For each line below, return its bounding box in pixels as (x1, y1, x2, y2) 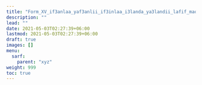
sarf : (11, 53, 26, 59)
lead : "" (6, 20, 28, 26)
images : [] (6, 42, 34, 48)
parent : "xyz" (17, 59, 52, 65)
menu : (6, 48, 20, 54)
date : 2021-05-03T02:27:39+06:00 (6, 25, 90, 32)
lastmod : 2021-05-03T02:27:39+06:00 (6, 31, 98, 37)
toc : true (6, 70, 31, 76)
